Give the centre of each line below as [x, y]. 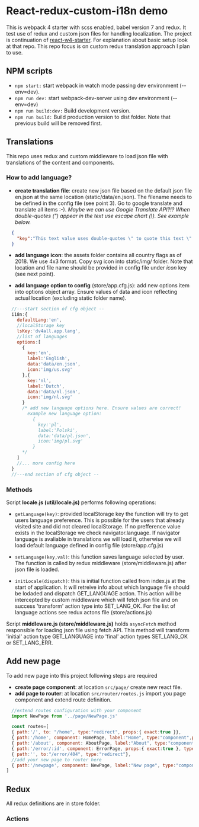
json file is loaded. [37, 569]
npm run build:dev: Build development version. [73, 110]
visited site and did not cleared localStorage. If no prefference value [97, 526]
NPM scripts [30, 71]
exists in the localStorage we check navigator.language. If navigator [97, 533]
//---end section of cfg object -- [55, 474]
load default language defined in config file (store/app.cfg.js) [89, 545]
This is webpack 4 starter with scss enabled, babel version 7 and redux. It [96, 27]
